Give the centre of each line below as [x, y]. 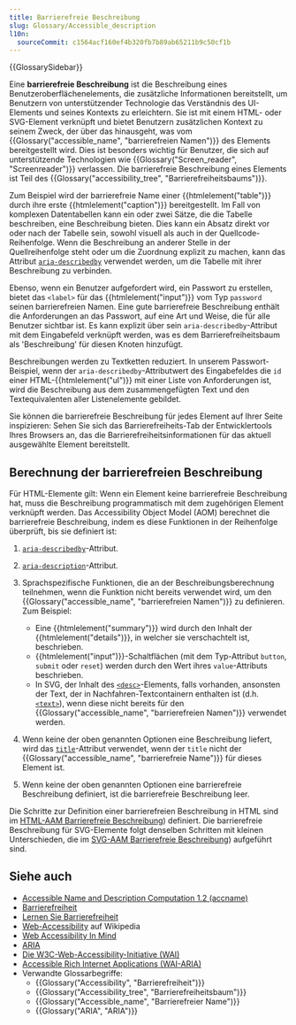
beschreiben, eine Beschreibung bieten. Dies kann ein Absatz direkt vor [140, 224]
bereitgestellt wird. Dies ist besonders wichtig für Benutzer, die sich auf [139, 150]
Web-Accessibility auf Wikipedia [81, 926]
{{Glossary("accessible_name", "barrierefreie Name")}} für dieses [142, 759]
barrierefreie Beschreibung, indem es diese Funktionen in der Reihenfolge [144, 522]
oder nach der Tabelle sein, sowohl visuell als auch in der [114, 233]
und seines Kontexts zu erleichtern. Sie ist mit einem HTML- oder [163, 112]
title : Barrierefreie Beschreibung [75, 17]
